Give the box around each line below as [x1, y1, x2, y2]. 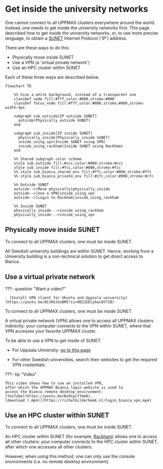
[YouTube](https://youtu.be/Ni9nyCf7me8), [5, 394, 93, 398]
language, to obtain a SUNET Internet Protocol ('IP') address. [5, 35, 128, 41]
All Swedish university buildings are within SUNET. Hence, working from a [5, 248, 154, 254]
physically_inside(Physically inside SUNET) [18, 135, 110, 140]
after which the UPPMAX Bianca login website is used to [5, 385, 123, 390]
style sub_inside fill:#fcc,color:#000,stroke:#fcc [14, 165, 121, 170]
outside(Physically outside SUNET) [18, 118, 91, 123]
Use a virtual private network [5, 273, 95, 281]
